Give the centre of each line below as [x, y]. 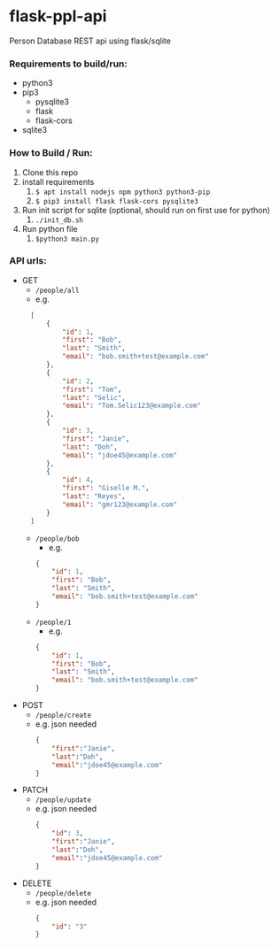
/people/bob [57, 539]
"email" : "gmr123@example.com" [120, 504]
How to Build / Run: [51, 153]
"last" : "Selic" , [93, 397]
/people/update [63, 800]
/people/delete [63, 893]
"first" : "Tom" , [92, 389]
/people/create [63, 716]
